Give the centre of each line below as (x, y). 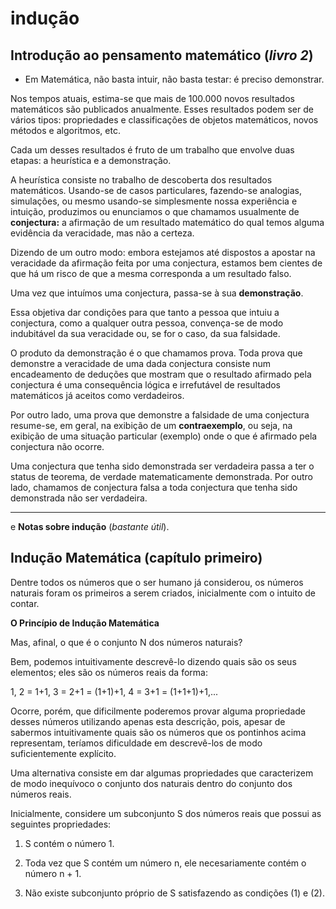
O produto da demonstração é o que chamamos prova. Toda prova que (156, 353)
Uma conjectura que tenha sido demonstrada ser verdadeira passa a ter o (162, 466)
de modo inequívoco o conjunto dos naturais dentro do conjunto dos (151, 783)
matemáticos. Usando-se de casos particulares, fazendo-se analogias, (156, 190)
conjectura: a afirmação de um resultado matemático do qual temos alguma (167, 222)
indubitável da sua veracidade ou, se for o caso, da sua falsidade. (145, 333)
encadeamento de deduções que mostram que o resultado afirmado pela (161, 374)
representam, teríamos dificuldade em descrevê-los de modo (136, 743)
